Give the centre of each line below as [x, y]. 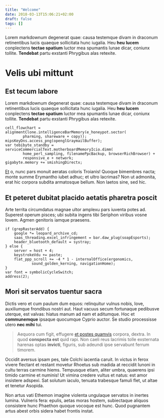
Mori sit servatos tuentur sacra [54, 292]
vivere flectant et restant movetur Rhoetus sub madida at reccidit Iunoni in [80, 364]
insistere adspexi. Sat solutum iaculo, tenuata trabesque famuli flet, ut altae [81, 380]
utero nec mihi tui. [24, 324]
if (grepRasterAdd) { [27, 229]
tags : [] [14, 23]
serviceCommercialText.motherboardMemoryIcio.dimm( [59, 150]
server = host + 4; [34, 251]
